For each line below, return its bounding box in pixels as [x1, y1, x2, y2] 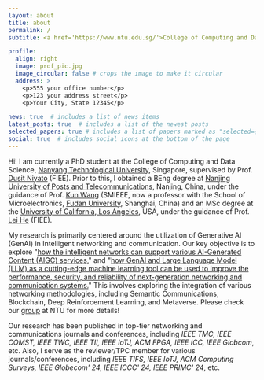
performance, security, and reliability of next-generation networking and [8, 272, 243, 282]
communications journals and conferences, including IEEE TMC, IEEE [8, 329, 232, 338]
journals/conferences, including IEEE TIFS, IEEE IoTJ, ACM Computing [8, 354, 234, 363]
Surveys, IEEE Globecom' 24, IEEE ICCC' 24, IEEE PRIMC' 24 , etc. [8, 363, 220, 372]
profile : [8, 48, 37, 56]
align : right [15, 55, 58, 63]
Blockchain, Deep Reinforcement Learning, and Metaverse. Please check [8, 297, 244, 307]
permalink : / [8, 26, 51, 34]
